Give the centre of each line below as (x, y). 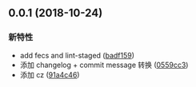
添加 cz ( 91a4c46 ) (50, 74)
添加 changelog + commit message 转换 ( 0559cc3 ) (104, 65)
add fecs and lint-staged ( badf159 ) (77, 55)
